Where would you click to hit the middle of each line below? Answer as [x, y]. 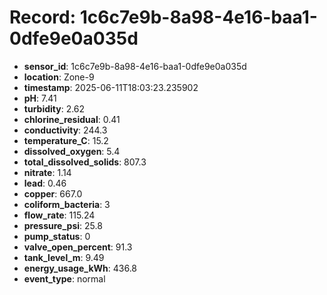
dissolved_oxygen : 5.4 [72, 151]
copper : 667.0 [53, 193]
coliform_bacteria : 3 [67, 204]
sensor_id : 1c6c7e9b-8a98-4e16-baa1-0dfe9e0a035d [135, 66]
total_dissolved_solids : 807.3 [85, 162]
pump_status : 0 [57, 236]
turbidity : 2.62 [54, 108]
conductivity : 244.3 [65, 130]
